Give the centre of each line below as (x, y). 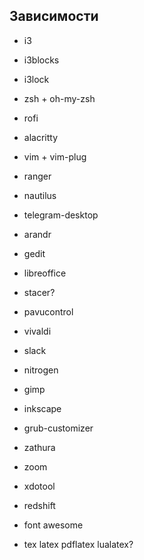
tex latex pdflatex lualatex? (78, 544)
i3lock (36, 79)
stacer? (39, 292)
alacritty (41, 137)
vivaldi (37, 331)
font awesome (53, 525)
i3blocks (41, 60)
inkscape (42, 408)
